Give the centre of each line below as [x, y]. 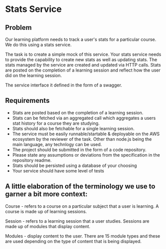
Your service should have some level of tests [58, 170]
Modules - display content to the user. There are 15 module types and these [83, 236]
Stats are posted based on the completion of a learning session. [78, 112]
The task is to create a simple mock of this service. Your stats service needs [83, 54]
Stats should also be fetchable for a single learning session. [73, 128]
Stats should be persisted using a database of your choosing [75, 166]
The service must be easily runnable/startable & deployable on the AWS [86, 134]
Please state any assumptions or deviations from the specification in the [86, 155]
